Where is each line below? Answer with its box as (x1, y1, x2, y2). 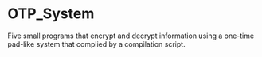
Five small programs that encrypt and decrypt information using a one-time (7, 31, 255, 40)
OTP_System (7, 5, 95, 23)
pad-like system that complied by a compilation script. (7, 39, 186, 48)
